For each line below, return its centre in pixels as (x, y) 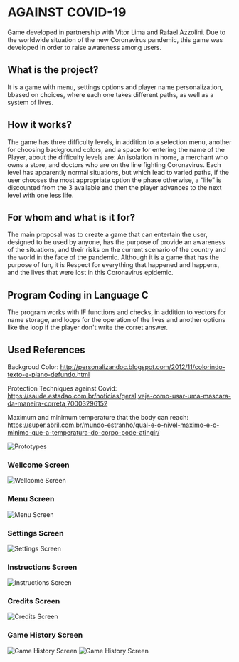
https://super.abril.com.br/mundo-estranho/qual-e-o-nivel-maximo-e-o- (113, 425)
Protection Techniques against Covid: (62, 388)
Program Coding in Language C (78, 295)
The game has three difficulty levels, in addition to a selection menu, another (119, 142)
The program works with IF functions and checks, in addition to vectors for (117, 312)
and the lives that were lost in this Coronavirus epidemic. (90, 273)
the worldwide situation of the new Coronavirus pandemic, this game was (115, 39)
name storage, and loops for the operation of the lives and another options (117, 320)
